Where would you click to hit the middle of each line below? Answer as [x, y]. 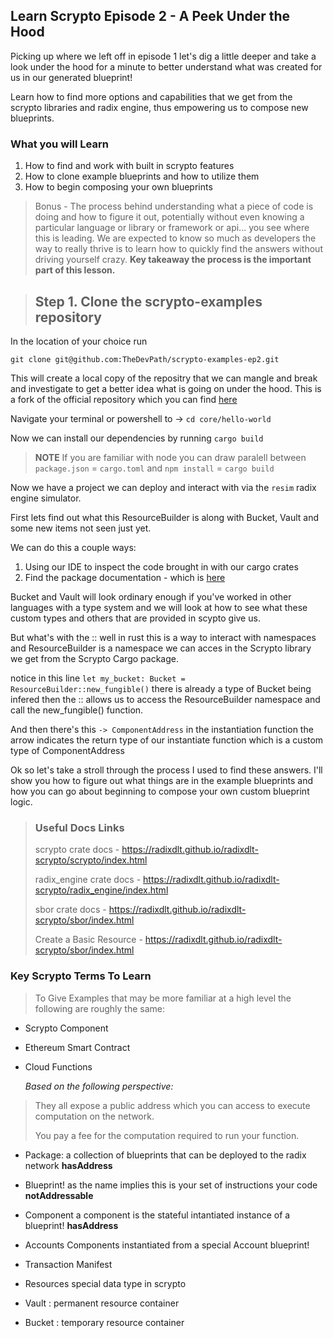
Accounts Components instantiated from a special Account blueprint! [167, 1245]
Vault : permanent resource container [102, 1303]
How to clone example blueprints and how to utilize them [142, 176]
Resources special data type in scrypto [105, 1283]
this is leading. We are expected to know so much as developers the [175, 238]
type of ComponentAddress [67, 750]
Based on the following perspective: [99, 1086]
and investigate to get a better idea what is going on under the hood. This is [166, 388]
